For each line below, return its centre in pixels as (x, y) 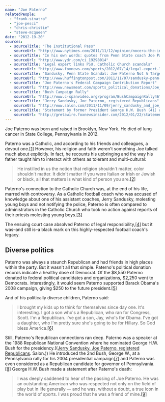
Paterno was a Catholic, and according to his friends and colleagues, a (77, 144)
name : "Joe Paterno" (26, 10)
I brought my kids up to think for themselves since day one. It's (81, 307)
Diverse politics (29, 250)
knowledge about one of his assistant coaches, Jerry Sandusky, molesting (80, 199)
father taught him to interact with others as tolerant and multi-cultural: (76, 159)
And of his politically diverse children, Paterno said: (57, 297)
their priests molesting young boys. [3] (44, 215)
